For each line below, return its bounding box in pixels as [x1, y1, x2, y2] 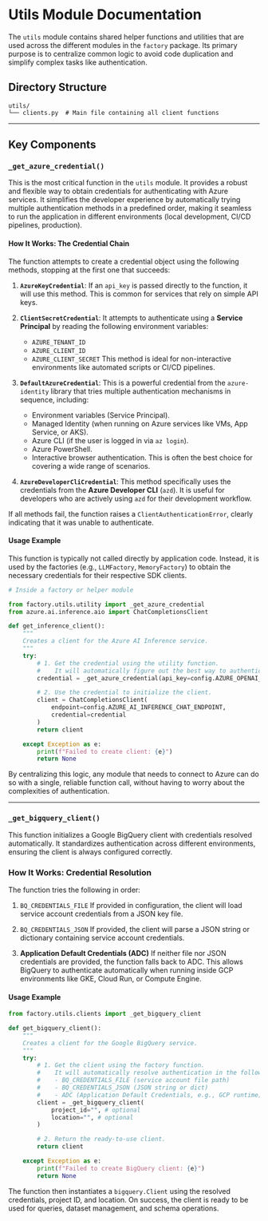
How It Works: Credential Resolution [8, 866, 152, 878]
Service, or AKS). [31, 427, 89, 437]
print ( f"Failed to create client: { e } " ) [37, 747, 173, 755]
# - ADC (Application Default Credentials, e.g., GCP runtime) [37, 1091, 262, 1099]
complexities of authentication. [8, 787, 110, 796]
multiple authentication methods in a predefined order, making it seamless [8, 204, 252, 213]
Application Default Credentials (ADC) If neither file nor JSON [19, 948, 227, 957]
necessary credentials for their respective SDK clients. [8, 570, 187, 580]
